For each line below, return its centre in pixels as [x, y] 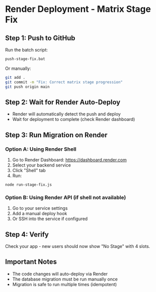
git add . [15, 77]
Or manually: [18, 68]
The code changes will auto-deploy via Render [60, 274]
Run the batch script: [26, 50]
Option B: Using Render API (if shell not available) [66, 197]
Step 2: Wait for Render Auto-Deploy [63, 102]
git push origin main [27, 87]
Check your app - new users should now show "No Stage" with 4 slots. [78, 246]
